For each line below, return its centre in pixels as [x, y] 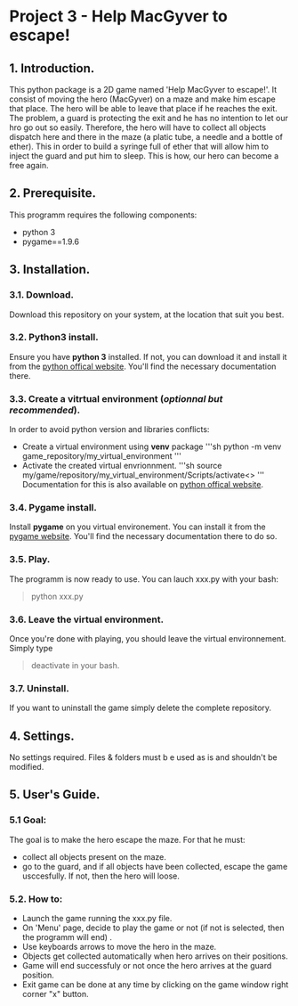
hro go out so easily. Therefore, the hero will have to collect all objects [138, 127]
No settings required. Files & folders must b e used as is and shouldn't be [143, 757]
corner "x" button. [55, 994]
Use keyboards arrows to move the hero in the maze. [119, 947]
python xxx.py [57, 596]
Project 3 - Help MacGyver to [119, 16]
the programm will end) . [67, 937]
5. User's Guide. [55, 795]
